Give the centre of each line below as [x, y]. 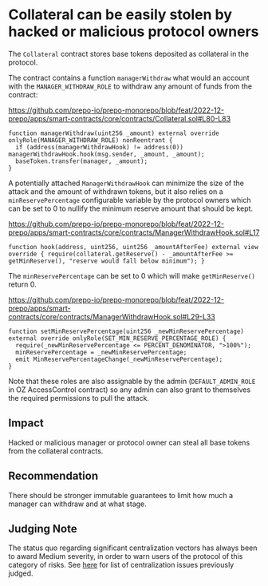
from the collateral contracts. [56, 451]
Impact [26, 424]
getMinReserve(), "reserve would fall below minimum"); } [106, 261]
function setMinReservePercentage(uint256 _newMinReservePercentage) [126, 331]
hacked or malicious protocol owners [134, 32]
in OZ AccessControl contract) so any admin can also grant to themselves [130, 390]
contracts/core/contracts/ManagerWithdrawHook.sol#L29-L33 [112, 316]
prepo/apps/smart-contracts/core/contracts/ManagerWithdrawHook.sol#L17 [134, 232]
